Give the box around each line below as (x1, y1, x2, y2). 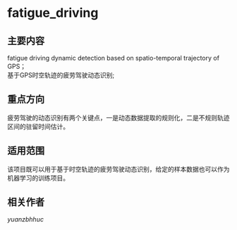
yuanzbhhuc (7, 215, 44, 224)
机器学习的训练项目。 (7, 174, 69, 182)
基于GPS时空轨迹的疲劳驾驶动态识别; (7, 71, 115, 79)
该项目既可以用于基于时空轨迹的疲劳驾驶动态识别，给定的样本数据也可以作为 (7, 165, 230, 173)
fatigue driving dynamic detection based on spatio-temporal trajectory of (7, 54, 220, 62)
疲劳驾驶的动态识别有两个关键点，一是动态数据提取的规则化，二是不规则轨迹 (7, 113, 230, 122)
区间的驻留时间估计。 (7, 122, 69, 131)
